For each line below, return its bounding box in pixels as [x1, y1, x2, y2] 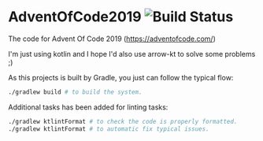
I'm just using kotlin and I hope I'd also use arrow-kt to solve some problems [8, 49, 256, 58]
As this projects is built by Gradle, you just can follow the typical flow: [8, 72, 234, 82]
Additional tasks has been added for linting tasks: [8, 102, 169, 112]
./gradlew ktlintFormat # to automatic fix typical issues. [8, 124, 210, 133]
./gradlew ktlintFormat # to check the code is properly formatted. [8, 117, 238, 125]
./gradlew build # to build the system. [8, 87, 143, 96]
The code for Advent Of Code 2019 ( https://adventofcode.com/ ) [8, 34, 217, 43]
